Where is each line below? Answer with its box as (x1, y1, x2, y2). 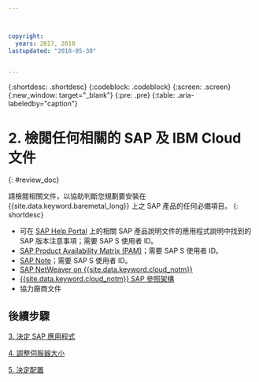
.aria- (176, 91, 194, 100)
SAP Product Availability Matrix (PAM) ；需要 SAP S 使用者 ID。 (19, 246, 223, 256)
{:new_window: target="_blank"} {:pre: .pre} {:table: (8, 91, 176, 100)
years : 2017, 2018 (15, 39, 76, 47)
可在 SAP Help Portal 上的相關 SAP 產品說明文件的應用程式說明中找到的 (19, 226, 252, 236)
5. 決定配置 (8, 365, 44, 375)
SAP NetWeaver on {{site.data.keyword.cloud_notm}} (19, 265, 193, 274)
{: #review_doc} (8, 175, 60, 185)
